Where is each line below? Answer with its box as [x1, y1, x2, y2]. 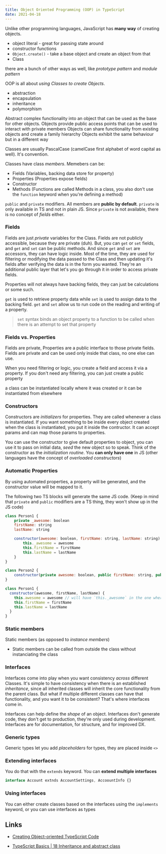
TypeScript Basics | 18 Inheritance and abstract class [12, 843, 121, 849]
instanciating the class [12, 651, 58, 657]
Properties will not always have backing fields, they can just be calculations [5, 281, 159, 287]
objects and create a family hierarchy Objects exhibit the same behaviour [5, 131, 154, 137]
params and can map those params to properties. [5, 429, 106, 435]
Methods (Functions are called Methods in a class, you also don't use [12, 186, 154, 192]
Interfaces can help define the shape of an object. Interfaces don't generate [5, 711, 160, 717]
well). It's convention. [5, 151, 49, 157]
